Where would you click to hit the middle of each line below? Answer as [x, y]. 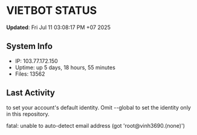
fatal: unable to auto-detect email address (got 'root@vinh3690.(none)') [96, 125]
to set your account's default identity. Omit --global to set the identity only [99, 107]
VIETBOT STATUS [52, 11]
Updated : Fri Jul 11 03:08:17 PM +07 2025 [58, 27]
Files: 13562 [30, 74]
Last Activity [31, 93]
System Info [30, 46]
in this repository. [28, 114]
